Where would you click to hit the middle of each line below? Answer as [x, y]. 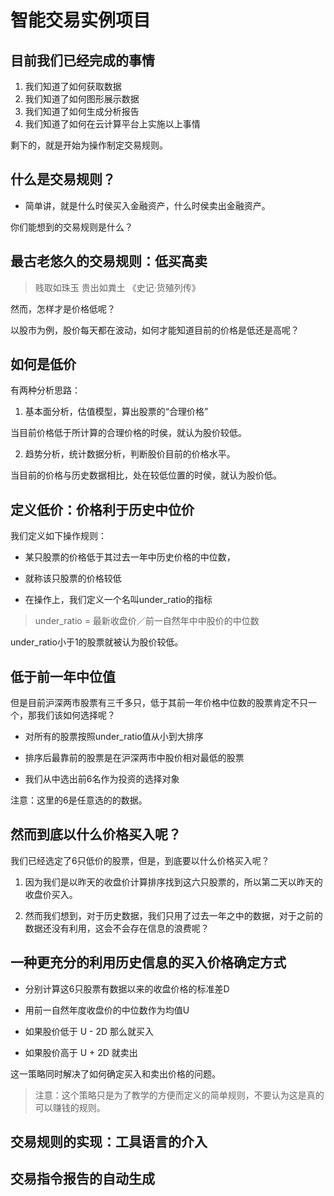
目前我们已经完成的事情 [82, 60]
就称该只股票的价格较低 [73, 578]
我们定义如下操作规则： [58, 536]
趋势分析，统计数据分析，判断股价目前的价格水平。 [130, 454]
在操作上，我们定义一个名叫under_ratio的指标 [118, 600]
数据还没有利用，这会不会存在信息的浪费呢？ [117, 928]
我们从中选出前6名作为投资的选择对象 [102, 779]
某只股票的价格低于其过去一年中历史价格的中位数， [130, 557]
